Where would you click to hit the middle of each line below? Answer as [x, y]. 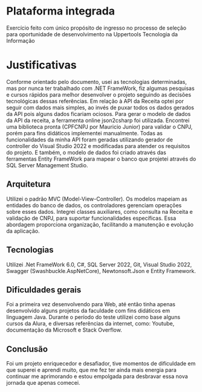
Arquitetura [28, 185]
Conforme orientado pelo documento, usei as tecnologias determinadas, [97, 82]
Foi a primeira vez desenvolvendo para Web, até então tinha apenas [91, 304]
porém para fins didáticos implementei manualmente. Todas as [85, 133]
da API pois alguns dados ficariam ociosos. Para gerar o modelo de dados [99, 114]
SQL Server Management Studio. [47, 165]
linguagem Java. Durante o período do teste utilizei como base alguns [93, 317]
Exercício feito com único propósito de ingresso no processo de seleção [96, 28]
